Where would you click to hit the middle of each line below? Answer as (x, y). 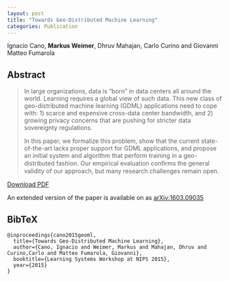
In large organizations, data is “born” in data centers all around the (118, 91)
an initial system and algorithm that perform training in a (103, 156)
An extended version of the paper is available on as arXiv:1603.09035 (106, 198)
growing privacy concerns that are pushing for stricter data (107, 120)
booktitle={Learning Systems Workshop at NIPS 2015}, (92, 259)
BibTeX (22, 220)
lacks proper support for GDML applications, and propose (135, 148)
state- (209, 141)
